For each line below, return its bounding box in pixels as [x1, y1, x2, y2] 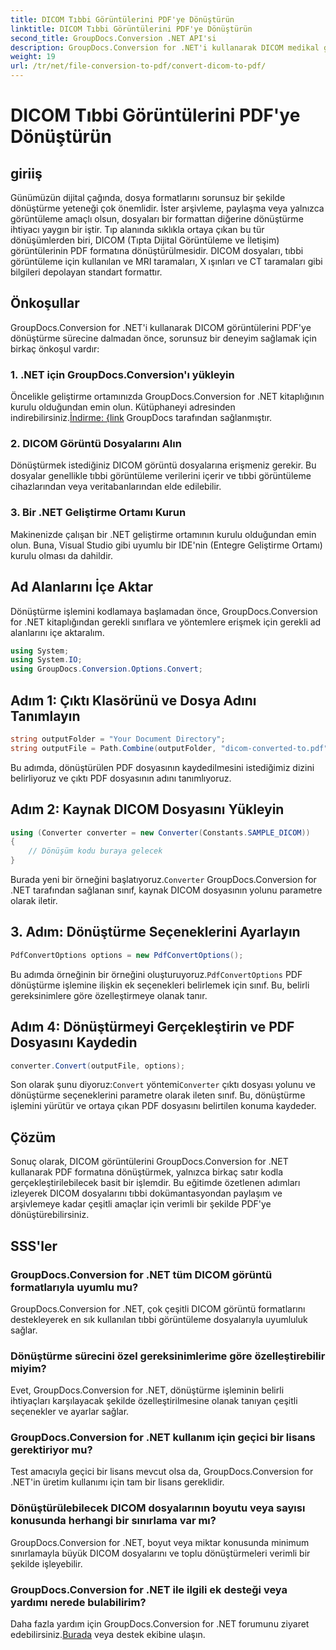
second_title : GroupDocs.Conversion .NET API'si [10, 33, 217, 43]
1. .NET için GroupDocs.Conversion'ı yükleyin [10, 367, 235, 381]
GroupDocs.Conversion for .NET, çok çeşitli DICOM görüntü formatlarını [10, 1302, 306, 1315]
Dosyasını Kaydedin [10, 1034, 138, 1051]
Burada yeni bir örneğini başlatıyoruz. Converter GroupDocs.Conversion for [10, 874, 317, 886]
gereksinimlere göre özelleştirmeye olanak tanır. [10, 989, 208, 1001]
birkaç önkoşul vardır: [10, 342, 100, 355]
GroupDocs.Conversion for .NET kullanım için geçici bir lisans [10, 1431, 316, 1445]
